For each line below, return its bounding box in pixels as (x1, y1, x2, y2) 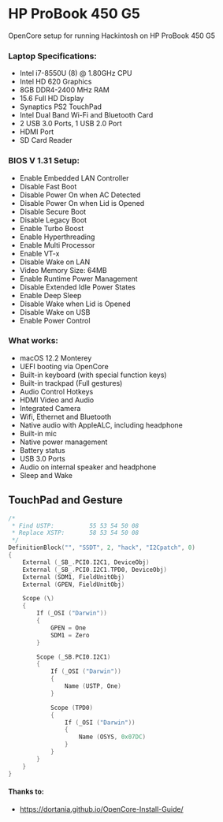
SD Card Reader (19, 136, 72, 145)
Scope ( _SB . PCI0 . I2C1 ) (36, 652, 111, 661)
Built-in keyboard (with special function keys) (19, 370, 167, 379)
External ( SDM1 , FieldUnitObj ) (22, 573, 125, 581)
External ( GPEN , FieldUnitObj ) (22, 581, 125, 588)
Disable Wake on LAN (19, 257, 91, 267)
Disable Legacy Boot (19, 215, 87, 225)
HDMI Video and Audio (19, 395, 95, 405)
